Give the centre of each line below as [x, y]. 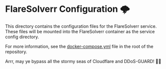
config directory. [22, 37]
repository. [16, 52]
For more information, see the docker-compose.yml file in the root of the [79, 46]
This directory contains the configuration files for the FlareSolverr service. [81, 26]
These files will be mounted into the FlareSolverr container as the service [80, 31]
